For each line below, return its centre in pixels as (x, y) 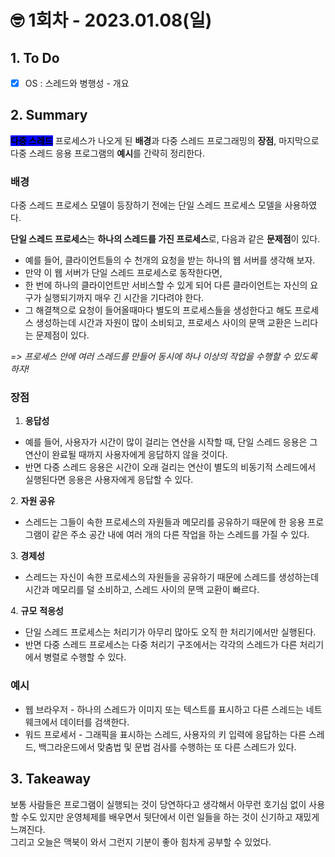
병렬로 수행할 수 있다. (85, 657)
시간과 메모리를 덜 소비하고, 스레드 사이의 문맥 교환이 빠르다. (142, 590)
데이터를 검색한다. (94, 722)
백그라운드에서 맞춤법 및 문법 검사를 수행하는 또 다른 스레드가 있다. (167, 747)
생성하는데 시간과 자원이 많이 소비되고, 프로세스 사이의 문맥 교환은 (163, 323)
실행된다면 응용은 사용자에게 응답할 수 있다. (109, 480)
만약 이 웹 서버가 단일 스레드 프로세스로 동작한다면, (123, 273)
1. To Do (35, 57)
